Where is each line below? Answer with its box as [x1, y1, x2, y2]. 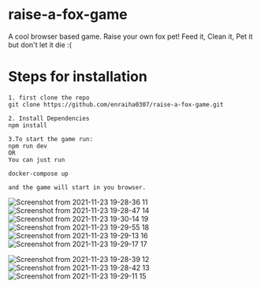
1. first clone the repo [8, 93, 90, 102]
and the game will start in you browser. [8, 183, 147, 191]
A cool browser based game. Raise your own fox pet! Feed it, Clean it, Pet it [8, 32, 253, 41]
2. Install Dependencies [8, 114, 90, 122]
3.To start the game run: [8, 135, 93, 143]
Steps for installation [8, 68, 147, 86]
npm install [8, 121, 47, 129]
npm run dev [8, 142, 47, 150]
